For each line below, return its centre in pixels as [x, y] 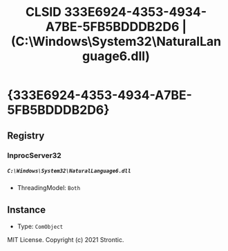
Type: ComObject [40, 227]
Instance [27, 210]
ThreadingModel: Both [49, 188]
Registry [26, 136]
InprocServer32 [35, 155]
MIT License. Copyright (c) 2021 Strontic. [66, 240]
